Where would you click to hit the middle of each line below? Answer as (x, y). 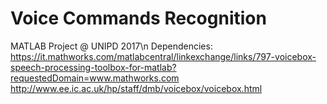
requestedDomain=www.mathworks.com (95, 78)
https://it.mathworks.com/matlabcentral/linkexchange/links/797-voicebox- (163, 56)
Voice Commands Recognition (138, 18)
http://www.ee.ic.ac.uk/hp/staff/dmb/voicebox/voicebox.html (136, 88)
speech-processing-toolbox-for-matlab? (93, 67)
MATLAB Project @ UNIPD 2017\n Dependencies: (111, 46)
